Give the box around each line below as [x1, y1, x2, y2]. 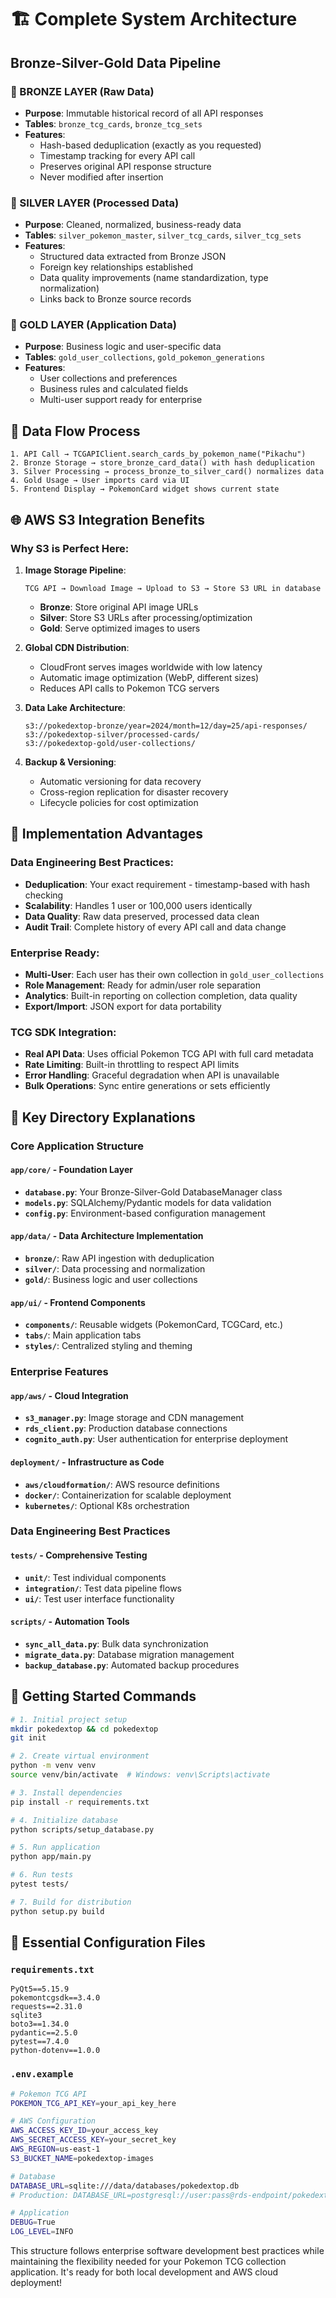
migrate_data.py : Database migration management [24, 1648, 235, 1660]
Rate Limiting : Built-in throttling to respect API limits [24, 1059, 240, 1071]
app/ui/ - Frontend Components [10, 1296, 146, 1308]
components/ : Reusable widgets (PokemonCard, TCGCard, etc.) [24, 1319, 284, 1331]
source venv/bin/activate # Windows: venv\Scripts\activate [10, 1770, 271, 1780]
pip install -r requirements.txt [10, 1797, 150, 1807]
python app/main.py [10, 1852, 92, 1862]
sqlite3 [10, 2011, 43, 2021]
